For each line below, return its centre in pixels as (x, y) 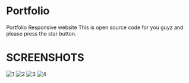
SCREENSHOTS (45, 58)
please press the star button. (41, 33)
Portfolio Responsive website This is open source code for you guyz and (95, 27)
